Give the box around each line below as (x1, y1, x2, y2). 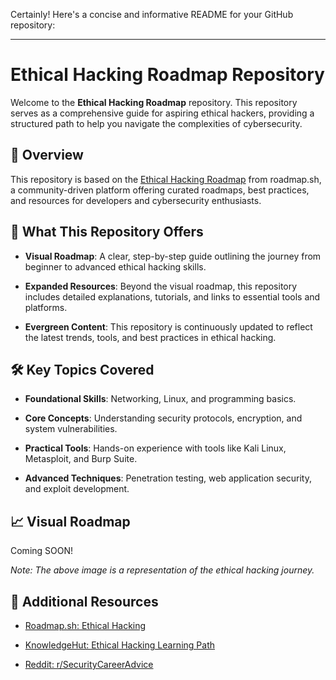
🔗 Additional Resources (10, 593, 159, 610)
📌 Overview (10, 147, 84, 164)
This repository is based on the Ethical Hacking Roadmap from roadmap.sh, (10, 173, 322, 185)
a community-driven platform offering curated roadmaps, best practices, (10, 184, 310, 196)
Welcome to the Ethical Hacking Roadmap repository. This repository (10, 96, 298, 108)
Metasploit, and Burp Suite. (24, 453, 138, 465)
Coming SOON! (10, 545, 74, 557)
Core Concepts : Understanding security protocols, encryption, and (24, 412, 303, 424)
